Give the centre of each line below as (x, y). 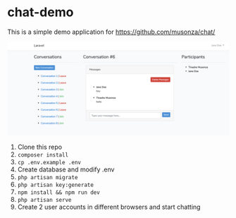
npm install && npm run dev (58, 192)
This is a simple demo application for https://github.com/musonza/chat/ (111, 32)
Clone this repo (39, 147)
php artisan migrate (48, 177)
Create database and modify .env (66, 169)
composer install (43, 155)
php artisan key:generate (55, 185)
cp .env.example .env (49, 162)
